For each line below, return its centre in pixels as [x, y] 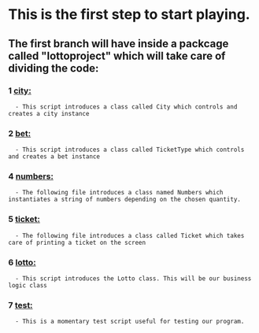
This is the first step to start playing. [129, 15]
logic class [28, 286]
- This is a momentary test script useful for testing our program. [130, 322]
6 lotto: [22, 262]
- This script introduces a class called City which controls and [126, 107]
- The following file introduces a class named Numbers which [119, 193]
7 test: [20, 305]
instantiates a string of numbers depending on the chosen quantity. [125, 200]
